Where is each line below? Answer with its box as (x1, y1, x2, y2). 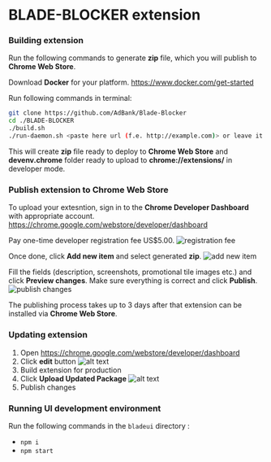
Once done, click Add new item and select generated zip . (8, 251, 202, 261)
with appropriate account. (8, 211, 95, 221)
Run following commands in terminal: (8, 94, 132, 103)
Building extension (8, 35, 84, 46)
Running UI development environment (8, 403, 161, 414)
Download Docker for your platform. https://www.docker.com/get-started (8, 77, 254, 87)
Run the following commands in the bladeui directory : (8, 421, 191, 430)
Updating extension (8, 329, 88, 341)
